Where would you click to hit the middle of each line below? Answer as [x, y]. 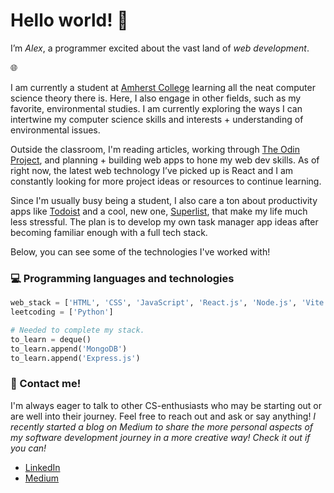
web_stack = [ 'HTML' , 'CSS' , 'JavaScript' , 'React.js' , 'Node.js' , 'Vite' [169, 303]
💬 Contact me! [46, 384]
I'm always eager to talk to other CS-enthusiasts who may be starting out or [166, 405]
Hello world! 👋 [69, 20]
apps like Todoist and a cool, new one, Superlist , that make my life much [159, 211]
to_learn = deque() [51, 339]
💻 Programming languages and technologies [122, 278]
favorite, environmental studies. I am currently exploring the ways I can [156, 108]
